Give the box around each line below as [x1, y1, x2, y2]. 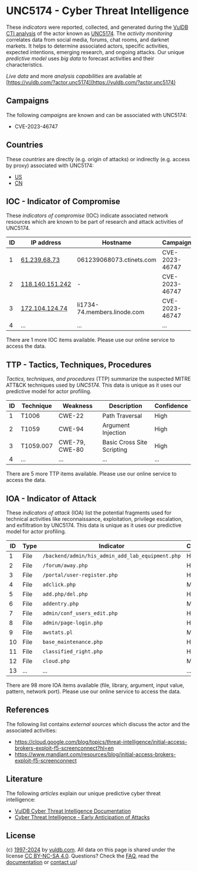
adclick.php [42, 581, 76, 588]
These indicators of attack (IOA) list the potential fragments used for [6, 509, 172, 516]
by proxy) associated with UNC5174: [6, 162, 94, 169]
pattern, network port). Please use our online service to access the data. [6, 688, 181, 695]
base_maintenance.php [42, 639, 103, 645]
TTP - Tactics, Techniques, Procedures [6, 360, 152, 370]
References [6, 705, 49, 715]
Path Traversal [102, 412, 142, 420]
